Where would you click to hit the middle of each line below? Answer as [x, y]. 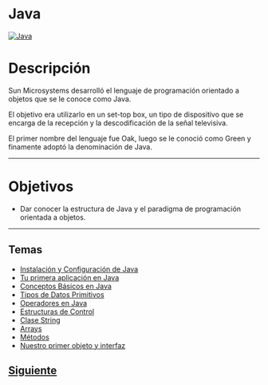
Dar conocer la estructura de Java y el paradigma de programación [130, 208]
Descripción [49, 68]
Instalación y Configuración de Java [79, 269]
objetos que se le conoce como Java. [70, 99]
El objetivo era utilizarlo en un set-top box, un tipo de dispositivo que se [126, 114]
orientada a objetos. [53, 217]
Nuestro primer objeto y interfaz [73, 345]
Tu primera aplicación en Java [69, 277]
